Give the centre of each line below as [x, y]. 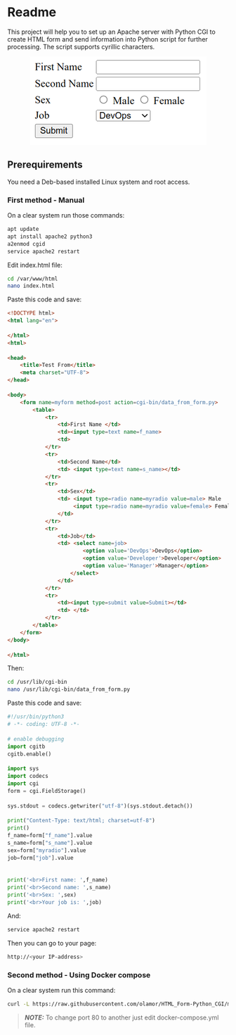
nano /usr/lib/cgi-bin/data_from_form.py [69, 690]
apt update [23, 230]
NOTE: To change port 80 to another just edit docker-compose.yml [122, 1017]
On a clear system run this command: [61, 990]
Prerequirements [45, 165]
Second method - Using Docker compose [79, 974]
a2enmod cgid [26, 244]
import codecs [28, 776]
